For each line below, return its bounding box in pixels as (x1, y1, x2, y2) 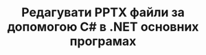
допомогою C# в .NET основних (7, 19, 199, 35)
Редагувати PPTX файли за (21, 5, 185, 20)
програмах (69, 34, 137, 49)
